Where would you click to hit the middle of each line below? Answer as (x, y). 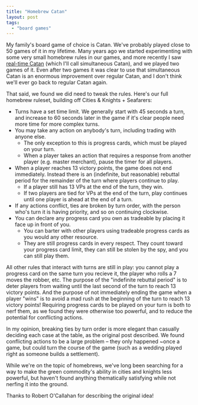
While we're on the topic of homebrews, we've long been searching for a (95, 365)
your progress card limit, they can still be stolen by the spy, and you (106, 250)
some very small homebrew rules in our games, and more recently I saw (94, 57)
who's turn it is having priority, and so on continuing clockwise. (92, 212)
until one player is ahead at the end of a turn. (78, 200)
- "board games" (31, 28)
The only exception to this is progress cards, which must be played (105, 143)
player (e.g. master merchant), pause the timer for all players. (98, 162)
